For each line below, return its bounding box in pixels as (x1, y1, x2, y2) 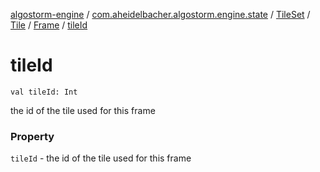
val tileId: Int (10, 87, 78, 97)
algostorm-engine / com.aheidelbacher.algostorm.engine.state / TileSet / (10, 9, 311, 20)
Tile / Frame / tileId (10, 19, 88, 31)
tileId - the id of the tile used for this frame (10, 152, 192, 164)
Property (10, 129, 55, 143)
